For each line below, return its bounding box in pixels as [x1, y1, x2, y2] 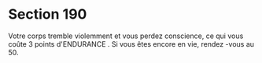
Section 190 [8, 5, 87, 23]
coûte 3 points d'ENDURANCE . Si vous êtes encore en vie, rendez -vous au [8, 39, 254, 48]
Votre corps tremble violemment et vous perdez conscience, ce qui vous [8, 31, 244, 40]
